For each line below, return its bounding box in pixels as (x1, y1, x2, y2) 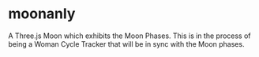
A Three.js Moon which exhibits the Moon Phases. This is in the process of (8, 31, 251, 40)
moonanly (8, 5, 76, 23)
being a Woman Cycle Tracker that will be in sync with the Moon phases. (8, 39, 245, 48)
